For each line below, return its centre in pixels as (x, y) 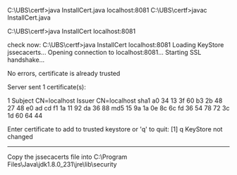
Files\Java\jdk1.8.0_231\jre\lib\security (62, 164)
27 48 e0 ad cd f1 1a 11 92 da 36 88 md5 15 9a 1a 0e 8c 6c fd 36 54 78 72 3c (119, 108)
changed (20, 137)
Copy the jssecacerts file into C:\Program (67, 157)
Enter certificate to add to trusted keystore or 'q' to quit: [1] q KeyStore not (115, 129)
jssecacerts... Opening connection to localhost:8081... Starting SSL (104, 52)
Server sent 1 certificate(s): (47, 87)
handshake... (26, 60)
